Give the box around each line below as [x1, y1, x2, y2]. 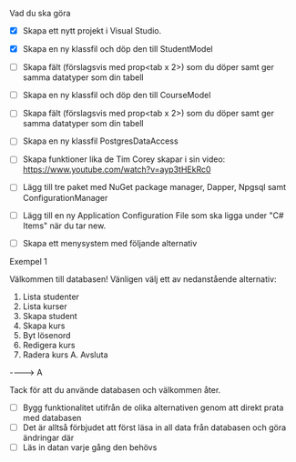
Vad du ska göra [9, 8, 71, 18]
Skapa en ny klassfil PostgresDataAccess [22, 136, 179, 146]
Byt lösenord [22, 329, 71, 340]
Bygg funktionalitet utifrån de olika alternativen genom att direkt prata [22, 402, 284, 413]
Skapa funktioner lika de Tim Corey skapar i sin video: [22, 154, 226, 165]
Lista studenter [22, 291, 80, 302]
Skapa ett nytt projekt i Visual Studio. [22, 25, 162, 35]
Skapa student [22, 310, 77, 321]
